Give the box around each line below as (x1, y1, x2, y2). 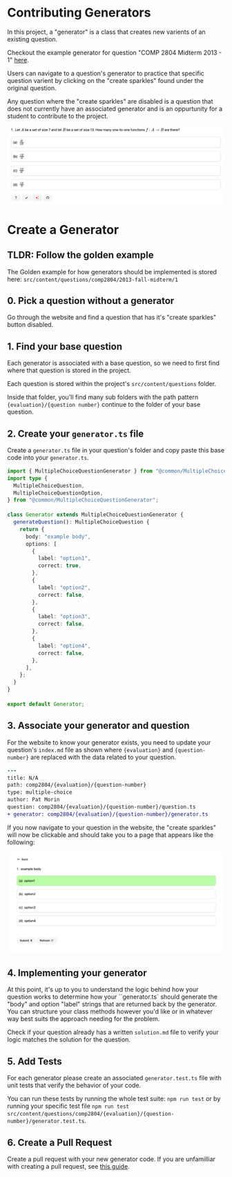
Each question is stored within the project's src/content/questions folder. (7, 380, 217, 388)
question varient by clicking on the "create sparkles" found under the (7, 76, 204, 84)
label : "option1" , (37, 555, 91, 562)
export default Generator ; (7, 700, 85, 707)
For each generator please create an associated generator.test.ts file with (7, 1074, 222, 1082)
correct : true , (37, 562, 81, 569)
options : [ (25, 540, 57, 547)
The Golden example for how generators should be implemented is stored (7, 267, 217, 276)
